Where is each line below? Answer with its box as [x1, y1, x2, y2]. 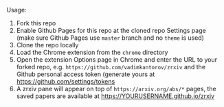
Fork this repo [16, 19, 56, 27]
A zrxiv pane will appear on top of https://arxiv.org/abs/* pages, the [16, 85, 217, 93]
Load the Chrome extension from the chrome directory [16, 48, 168, 56]
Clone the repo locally [16, 41, 79, 49]
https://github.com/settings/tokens [16, 78, 115, 85]
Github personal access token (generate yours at [16, 70, 155, 78]
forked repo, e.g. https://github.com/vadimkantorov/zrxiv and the [16, 63, 206, 71]
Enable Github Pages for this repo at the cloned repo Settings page [16, 27, 207, 34]
